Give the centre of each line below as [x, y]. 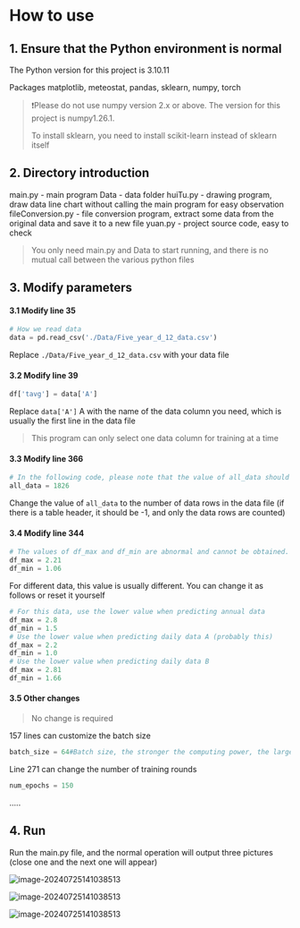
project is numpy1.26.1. [73, 118]
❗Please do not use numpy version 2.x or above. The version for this [156, 105]
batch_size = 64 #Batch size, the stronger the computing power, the [139, 753]
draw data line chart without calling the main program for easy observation [146, 204]
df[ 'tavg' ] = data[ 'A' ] [54, 395]
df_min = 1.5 [33, 628]
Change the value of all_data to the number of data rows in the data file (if [147, 503]
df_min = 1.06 [36, 569]
